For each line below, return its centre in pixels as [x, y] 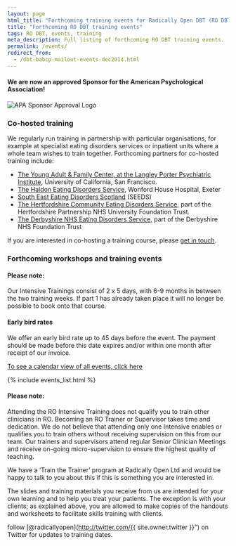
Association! [26, 89]
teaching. [21, 456]
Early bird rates [30, 322]
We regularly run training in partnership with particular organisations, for [112, 138]
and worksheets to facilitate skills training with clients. [85, 513]
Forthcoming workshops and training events [85, 259]
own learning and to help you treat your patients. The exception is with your [117, 498]
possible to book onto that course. [57, 306]
